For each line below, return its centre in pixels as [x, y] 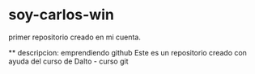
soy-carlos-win [62, 15]
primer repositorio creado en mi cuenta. [75, 37]
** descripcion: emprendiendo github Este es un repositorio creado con [127, 52]
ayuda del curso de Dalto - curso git [68, 61]
